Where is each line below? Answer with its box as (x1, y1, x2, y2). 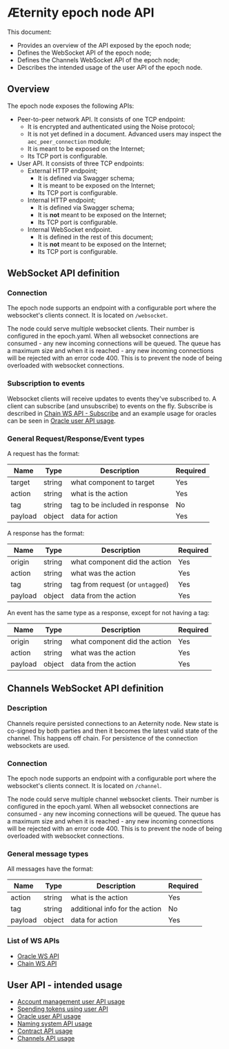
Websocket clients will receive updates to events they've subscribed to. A (7, 394, 217, 403)
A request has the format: (7, 450, 80, 458)
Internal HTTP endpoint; (27, 196, 96, 204)
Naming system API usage (17, 1019, 92, 1028)
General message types (7, 849, 89, 859)
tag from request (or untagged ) (70, 580, 169, 590)
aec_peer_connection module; (27, 137, 112, 145)
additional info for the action (70, 904, 162, 914)
